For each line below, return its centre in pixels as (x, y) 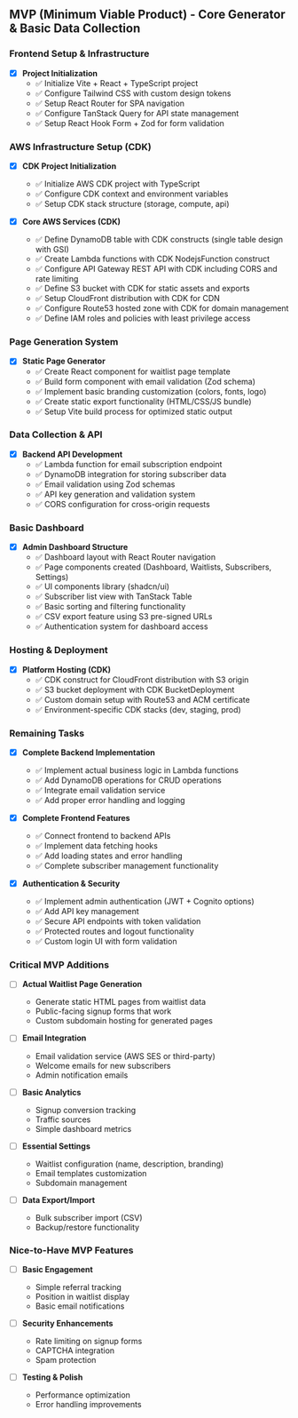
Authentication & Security (71, 884)
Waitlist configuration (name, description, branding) (129, 1164)
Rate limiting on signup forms (89, 1342)
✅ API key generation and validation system (115, 494)
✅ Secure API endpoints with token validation (118, 921)
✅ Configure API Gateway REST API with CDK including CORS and (156, 269)
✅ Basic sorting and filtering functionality (110, 607)
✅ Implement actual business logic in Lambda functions (137, 770)
